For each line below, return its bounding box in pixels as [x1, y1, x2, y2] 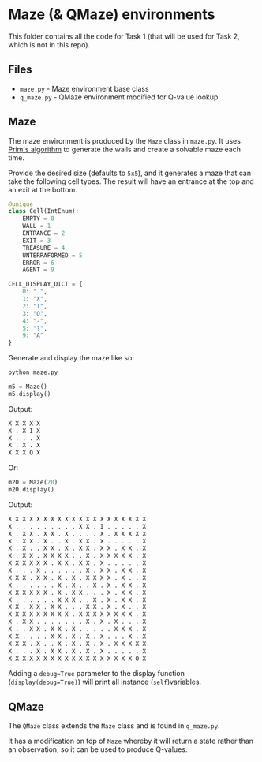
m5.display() [8, 390, 51, 398]
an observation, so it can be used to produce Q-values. [8, 745, 188, 754]
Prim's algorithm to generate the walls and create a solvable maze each [8, 144, 241, 154]
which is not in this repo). [8, 39, 91, 49]
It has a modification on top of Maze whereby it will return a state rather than [8, 736, 254, 746]
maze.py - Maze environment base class [19, 84, 149, 93]
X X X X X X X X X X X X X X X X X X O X [8, 655, 147, 663]
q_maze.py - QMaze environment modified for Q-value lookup [19, 92, 219, 102]
